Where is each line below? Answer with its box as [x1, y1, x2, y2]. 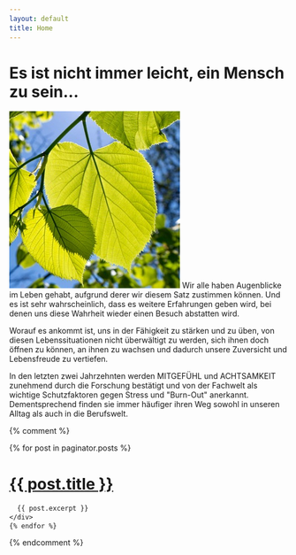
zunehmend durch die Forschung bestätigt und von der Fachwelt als [9, 381, 258, 391]
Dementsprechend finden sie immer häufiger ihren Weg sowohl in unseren [9, 399, 280, 410]
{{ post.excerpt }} [17, 505, 89, 513]
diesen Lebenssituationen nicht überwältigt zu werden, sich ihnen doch [9, 335, 269, 345]
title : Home [9, 23, 53, 33]
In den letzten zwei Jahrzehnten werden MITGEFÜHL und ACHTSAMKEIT [9, 371, 277, 382]
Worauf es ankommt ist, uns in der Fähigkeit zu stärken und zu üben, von [9, 326, 276, 336]
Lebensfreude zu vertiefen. [9, 354, 109, 365]
